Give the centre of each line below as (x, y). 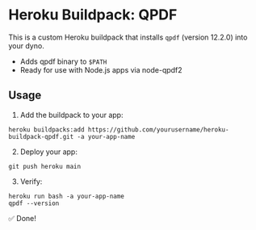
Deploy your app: (49, 152)
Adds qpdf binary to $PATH (63, 61)
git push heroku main (45, 166)
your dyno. (26, 45)
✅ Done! (22, 218)
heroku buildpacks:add (46, 130)
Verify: (31, 181)
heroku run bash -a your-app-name (67, 196)
